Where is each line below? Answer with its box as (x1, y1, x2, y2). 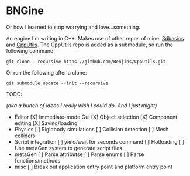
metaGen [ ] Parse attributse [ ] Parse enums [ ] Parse (14, 151, 144, 158)
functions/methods (14, 157, 61, 164)
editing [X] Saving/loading (14, 119, 78, 127)
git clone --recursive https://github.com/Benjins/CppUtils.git (6, 59, 166, 65)
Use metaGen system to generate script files (14, 144, 123, 151)
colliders (14, 132, 36, 139)
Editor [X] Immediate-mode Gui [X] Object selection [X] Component (14, 113, 178, 120)
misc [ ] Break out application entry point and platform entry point (14, 163, 172, 170)
